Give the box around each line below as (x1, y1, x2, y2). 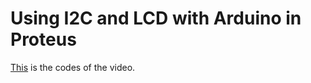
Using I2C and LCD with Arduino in (10, 7, 302, 30)
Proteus (10, 28, 77, 51)
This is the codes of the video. (10, 61, 136, 73)
